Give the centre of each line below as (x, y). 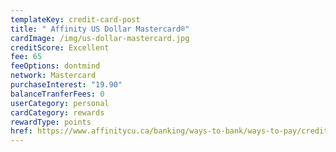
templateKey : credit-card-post (75, 19)
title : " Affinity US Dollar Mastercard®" (100, 29)
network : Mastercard (53, 76)
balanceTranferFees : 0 (57, 94)
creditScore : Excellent (60, 47)
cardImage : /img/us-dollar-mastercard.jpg (100, 38)
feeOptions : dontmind (55, 66)
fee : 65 (26, 57)
